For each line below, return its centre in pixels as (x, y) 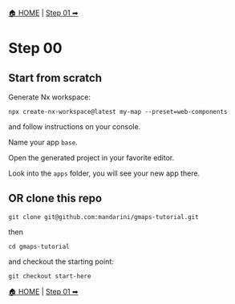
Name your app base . (43, 142)
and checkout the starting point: (61, 261)
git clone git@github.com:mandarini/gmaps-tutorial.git (103, 217)
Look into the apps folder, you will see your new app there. (104, 173)
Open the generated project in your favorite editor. (91, 158)
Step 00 (35, 49)
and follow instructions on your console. (75, 127)
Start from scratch (55, 77)
